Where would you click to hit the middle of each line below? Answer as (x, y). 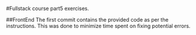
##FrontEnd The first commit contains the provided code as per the (87, 20)
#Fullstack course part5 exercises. (48, 8)
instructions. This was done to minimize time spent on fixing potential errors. (98, 26)
